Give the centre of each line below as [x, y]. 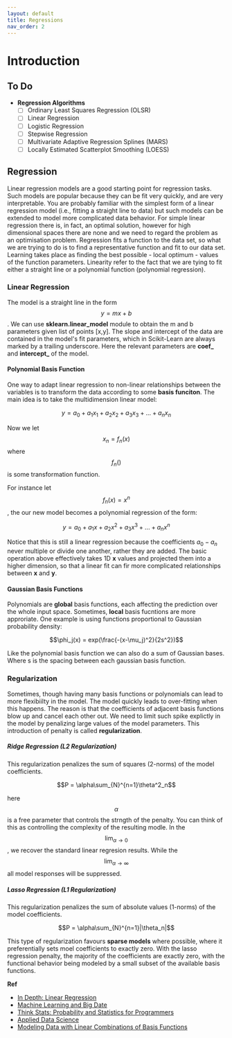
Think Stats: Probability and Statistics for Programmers [96, 1012]
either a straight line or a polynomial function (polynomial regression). [106, 269]
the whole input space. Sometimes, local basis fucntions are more [101, 612]
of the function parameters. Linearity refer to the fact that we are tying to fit [115, 262]
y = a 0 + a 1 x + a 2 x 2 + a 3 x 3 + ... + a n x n [116, 527]
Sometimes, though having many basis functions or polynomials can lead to [115, 694]
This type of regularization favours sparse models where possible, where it [115, 941]
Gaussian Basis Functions [45, 589]
